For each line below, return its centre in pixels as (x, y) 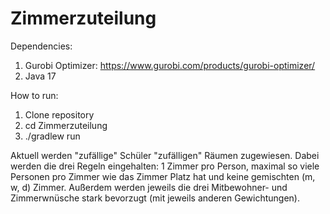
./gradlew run (52, 136)
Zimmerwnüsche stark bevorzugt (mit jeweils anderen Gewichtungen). (155, 198)
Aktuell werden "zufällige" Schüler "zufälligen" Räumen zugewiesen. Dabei (165, 155)
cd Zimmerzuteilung (66, 125)
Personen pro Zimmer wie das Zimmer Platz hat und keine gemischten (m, (163, 176)
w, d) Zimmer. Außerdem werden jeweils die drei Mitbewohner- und (149, 187)
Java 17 (40, 76)
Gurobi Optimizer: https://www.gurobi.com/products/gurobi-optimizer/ (170, 65)
